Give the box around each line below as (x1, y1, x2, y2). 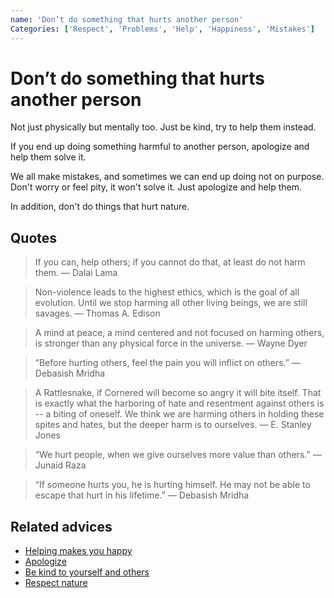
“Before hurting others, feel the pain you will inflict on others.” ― (34, 357, 301, 369)
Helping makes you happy (24, 545, 133, 557)
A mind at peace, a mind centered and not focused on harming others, (34, 327, 325, 339)
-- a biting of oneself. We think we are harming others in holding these (34, 408, 325, 420)
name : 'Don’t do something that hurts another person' (10, 14, 244, 25)
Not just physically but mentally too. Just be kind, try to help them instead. (10, 121, 317, 133)
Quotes (10, 229, 58, 246)
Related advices (10, 518, 113, 535)
